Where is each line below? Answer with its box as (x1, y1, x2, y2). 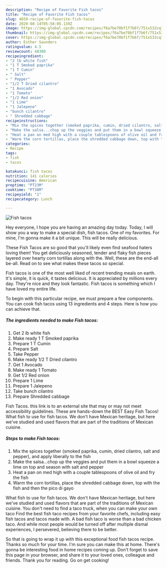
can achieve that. (5, 306, 41, 312)
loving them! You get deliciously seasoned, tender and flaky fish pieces (5, 250, 151, 256)
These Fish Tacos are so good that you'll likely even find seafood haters (5, 244, 153, 250)
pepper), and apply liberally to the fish (12, 453, 91, 459)
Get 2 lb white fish (12, 330, 51, 336)
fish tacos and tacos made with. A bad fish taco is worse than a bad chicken (5, 516, 162, 522)
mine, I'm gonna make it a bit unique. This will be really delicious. (5, 235, 138, 241)
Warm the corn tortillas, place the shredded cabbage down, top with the (12, 479, 160, 485)
